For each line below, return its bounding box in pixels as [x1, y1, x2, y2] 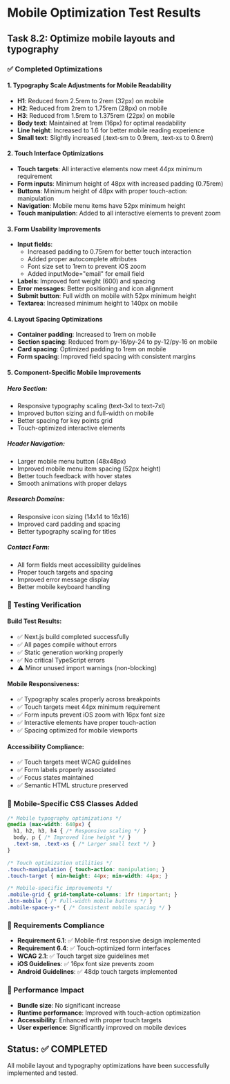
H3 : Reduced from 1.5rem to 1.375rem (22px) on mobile [17, 111, 175, 119]
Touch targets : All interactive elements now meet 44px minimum [17, 164, 202, 173]
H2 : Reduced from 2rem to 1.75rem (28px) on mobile [17, 104, 168, 112]
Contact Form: [7, 543, 50, 552]
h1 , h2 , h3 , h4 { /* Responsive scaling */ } [13, 828, 147, 834]
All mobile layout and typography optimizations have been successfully [7, 1062, 210, 1070]
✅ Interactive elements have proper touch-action [17, 719, 157, 727]
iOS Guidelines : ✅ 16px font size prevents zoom [17, 960, 154, 968]
